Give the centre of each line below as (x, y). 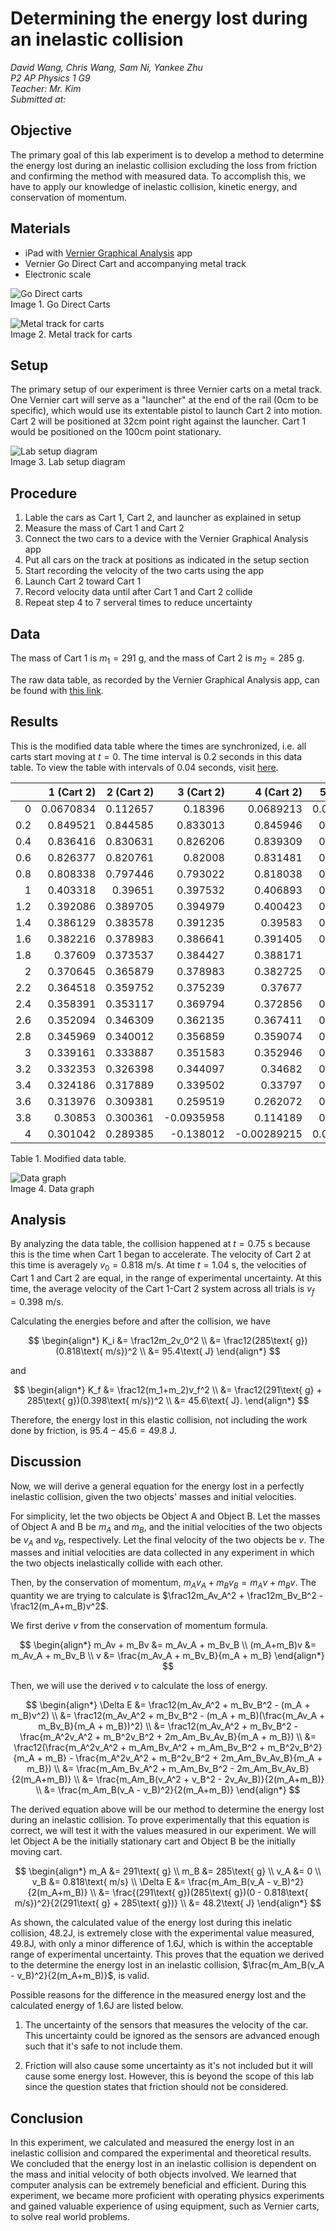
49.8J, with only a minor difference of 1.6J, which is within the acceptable (161, 1944)
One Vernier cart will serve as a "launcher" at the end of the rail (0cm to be (164, 400)
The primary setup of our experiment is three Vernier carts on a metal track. (166, 389)
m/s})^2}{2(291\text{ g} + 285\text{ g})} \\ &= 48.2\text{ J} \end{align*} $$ (168, 1903)
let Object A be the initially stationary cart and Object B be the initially (153, 1841)
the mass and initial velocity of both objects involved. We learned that (153, 2174)
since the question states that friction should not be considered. (156, 2087)
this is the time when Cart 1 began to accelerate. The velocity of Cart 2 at (161, 1254)
